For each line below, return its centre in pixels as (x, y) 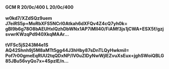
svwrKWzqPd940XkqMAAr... (37, 34)
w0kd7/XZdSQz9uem (29, 18)
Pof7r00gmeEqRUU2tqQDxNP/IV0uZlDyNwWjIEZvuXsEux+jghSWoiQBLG (85, 56)
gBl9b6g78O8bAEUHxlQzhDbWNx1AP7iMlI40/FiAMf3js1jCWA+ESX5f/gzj (84, 29)
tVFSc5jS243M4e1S (27, 45)
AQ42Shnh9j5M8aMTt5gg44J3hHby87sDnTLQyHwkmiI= (67, 50)
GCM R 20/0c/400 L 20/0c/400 (39, 7)
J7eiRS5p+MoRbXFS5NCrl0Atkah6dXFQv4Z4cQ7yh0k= (66, 24)
